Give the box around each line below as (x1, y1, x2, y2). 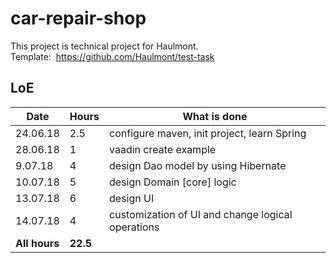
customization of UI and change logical (109, 207, 293, 221)
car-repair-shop (10, 7, 147, 30)
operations (109, 220, 160, 234)
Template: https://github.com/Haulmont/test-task (10, 50, 215, 62)
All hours (15, 236, 60, 250)
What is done (182, 109, 248, 123)
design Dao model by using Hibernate (109, 158, 287, 172)
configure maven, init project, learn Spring (109, 126, 307, 140)
